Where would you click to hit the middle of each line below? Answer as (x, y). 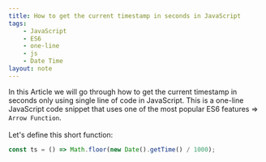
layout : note (30, 69)
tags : (17, 23)
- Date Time (43, 62)
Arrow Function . (35, 117)
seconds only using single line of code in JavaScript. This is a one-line (126, 100)
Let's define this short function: (61, 134)
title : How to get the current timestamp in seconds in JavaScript (125, 16)
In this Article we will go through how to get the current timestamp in (123, 92)
